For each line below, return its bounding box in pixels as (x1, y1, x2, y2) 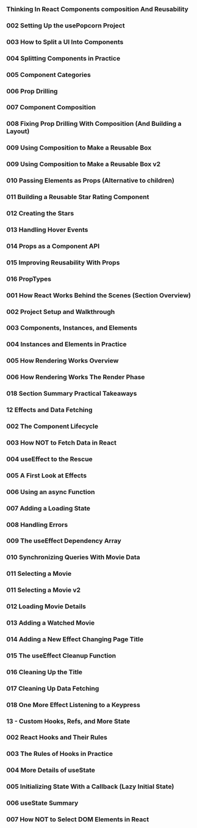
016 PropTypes (6, 274, 52, 283)
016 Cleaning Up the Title (6, 667, 83, 676)
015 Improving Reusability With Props (6, 258, 120, 267)
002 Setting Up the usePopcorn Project (6, 21, 125, 29)
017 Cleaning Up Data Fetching (6, 684, 99, 692)
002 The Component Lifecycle (6, 422, 99, 430)
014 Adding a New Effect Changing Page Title (6, 634, 144, 643)
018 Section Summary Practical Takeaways (6, 390, 137, 398)
